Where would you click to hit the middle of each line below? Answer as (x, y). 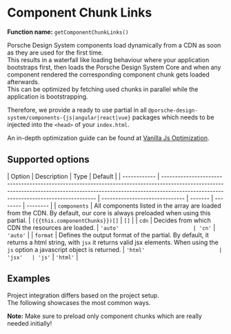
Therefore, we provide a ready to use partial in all (77, 110)
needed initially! (30, 323)
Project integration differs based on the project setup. (83, 295)
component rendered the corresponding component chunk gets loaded (109, 75)
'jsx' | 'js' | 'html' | (43, 257)
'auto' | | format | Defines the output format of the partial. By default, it (108, 235)
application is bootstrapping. (48, 96)
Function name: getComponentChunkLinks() (68, 32)
